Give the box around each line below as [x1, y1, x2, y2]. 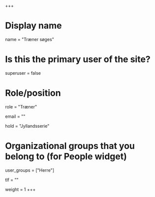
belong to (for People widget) [5, 151, 127, 162]
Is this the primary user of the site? [5, 54, 151, 65]
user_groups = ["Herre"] [5, 167, 55, 173]
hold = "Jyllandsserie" [5, 123, 50, 129]
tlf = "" [5, 177, 19, 183]
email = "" [5, 113, 26, 119]
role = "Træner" [5, 103, 37, 109]
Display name [5, 20, 62, 31]
